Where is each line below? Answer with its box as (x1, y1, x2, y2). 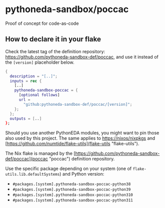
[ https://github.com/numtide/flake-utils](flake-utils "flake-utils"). (5, 141, 140, 147)
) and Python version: (59, 171, 105, 177)
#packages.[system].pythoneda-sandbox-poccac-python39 (12, 187, 131, 192)
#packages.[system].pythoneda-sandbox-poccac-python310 (12, 192, 133, 198)
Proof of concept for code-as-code (5, 20, 79, 26)
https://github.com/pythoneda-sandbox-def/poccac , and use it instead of (5, 54, 158, 60)
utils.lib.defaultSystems (5, 172, 60, 177)
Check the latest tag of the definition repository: (5, 48, 105, 54)
